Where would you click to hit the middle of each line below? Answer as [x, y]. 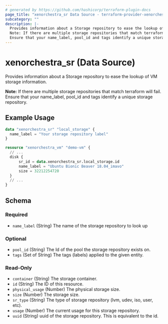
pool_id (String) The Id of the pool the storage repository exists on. [81, 250]
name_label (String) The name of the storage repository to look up [80, 225]
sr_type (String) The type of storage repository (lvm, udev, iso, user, [83, 300]
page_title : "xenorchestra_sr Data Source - [52, 15]
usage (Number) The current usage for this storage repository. [76, 310]
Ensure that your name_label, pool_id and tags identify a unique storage [79, 97]
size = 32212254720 [38, 171]
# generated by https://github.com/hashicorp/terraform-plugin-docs [78, 10]
